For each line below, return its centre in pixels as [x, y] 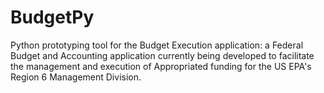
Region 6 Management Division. [76, 77]
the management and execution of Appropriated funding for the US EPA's [161, 66]
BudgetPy [52, 17]
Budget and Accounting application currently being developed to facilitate [162, 55]
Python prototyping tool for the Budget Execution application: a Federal [157, 45]
